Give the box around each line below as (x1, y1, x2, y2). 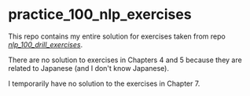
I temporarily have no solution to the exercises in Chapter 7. (8, 79, 200, 88)
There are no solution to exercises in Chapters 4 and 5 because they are (8, 55, 242, 65)
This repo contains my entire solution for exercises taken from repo (8, 31, 226, 41)
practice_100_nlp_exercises (8, 6, 192, 24)
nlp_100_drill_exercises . (8, 39, 83, 49)
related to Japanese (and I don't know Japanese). (8, 63, 169, 72)
